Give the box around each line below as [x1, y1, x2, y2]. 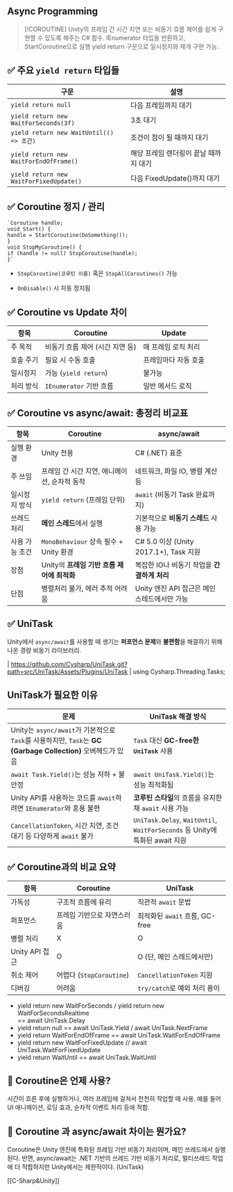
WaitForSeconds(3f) [10, 119, 75, 127]
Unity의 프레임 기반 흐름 [41, 560, 116, 570]
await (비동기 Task [135, 490, 194, 500]
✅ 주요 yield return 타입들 [7, 65, 120, 76]
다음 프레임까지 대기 [130, 100, 192, 110]
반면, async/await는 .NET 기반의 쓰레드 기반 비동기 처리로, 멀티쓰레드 [21, 1154, 211, 1163]
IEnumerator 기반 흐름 [44, 382, 114, 391]
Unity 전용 [41, 448, 74, 458]
